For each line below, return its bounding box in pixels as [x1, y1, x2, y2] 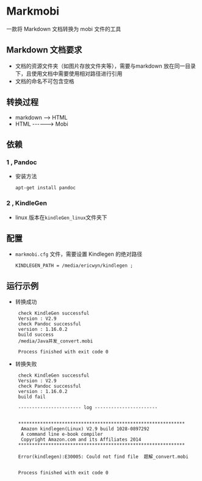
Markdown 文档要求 [6, 45, 82, 56]
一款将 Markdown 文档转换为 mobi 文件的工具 [6, 25, 121, 32]
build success [18, 331, 54, 338]
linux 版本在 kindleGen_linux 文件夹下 [15, 214, 108, 221]
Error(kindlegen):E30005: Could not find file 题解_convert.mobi [18, 454, 189, 460]
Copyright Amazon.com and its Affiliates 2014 [21, 436, 142, 443]
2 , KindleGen [6, 199, 48, 208]
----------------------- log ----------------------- [18, 405, 158, 411]
